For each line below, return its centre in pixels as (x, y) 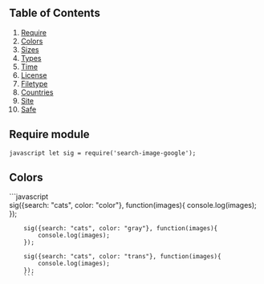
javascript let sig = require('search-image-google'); (103, 153)
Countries (37, 92)
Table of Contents (55, 13)
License (34, 75)
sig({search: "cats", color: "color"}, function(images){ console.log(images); (133, 205)
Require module (50, 134)
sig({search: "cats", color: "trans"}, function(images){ (122, 257)
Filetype (34, 83)
